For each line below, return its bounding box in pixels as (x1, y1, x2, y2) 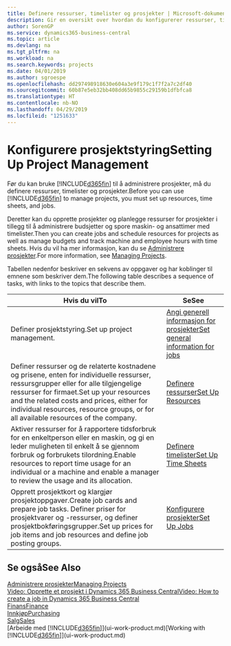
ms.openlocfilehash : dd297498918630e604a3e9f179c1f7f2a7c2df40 (7, 80, 192, 87)
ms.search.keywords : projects (7, 61, 94, 68)
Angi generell (166, 307, 210, 316)
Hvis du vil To (63, 295, 107, 305)
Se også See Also (7, 561, 81, 573)
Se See (182, 295, 205, 305)
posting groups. (10, 538, 62, 548)
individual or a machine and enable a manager (10, 467, 159, 477)
